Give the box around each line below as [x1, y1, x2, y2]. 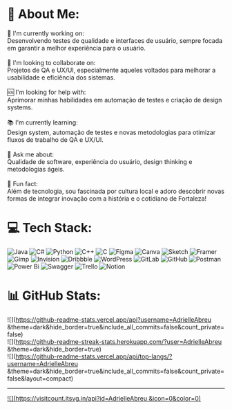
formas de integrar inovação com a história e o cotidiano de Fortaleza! [7, 194, 207, 203]
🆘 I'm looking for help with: [7, 88, 86, 96]
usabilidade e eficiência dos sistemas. [7, 73, 115, 82]
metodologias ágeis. [7, 165, 65, 173]
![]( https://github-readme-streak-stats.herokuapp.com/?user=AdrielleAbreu [7, 337, 222, 345]
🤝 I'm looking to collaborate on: [7, 58, 96, 66]
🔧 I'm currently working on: [7, 29, 85, 37]
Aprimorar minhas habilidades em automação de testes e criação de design [7, 96, 222, 104]
